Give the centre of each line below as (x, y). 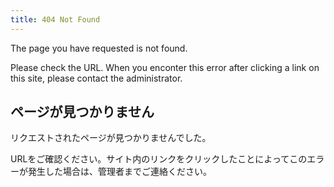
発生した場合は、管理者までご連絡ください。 (119, 172)
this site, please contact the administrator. (96, 78)
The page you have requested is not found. (99, 48)
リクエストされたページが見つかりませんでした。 (111, 138)
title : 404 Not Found (55, 19)
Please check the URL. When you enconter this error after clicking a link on (165, 67)
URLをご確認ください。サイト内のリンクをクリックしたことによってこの (159, 159)
